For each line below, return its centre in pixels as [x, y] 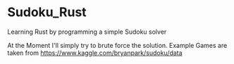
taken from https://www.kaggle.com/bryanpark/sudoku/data [95, 53]
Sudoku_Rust [47, 12]
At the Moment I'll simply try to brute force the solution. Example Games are [117, 45]
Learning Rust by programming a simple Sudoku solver [87, 32]
